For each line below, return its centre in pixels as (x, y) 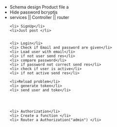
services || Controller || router (39, 17)
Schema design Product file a (39, 7)
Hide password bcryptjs (33, 12)
